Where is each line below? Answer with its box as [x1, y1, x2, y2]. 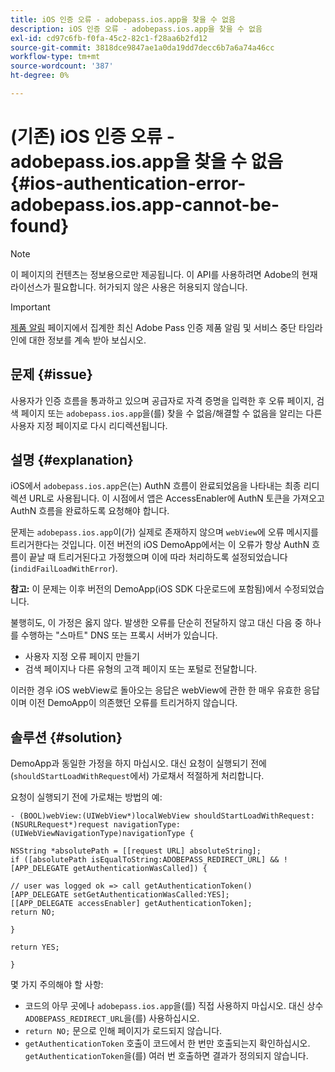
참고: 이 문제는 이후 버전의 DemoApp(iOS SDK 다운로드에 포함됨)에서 [10, 583, 282, 595]
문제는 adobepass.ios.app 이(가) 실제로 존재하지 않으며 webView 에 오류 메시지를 [10, 526, 319, 538]
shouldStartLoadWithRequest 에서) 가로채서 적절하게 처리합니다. [13, 770, 265, 782]
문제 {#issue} [10, 366, 93, 383]
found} [10, 215, 70, 238]
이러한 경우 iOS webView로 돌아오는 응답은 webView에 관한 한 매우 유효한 [10, 684, 302, 696]
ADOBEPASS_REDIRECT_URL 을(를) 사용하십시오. [24, 1012, 200, 1025]
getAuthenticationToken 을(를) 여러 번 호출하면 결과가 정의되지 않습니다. [24, 1050, 309, 1062]
